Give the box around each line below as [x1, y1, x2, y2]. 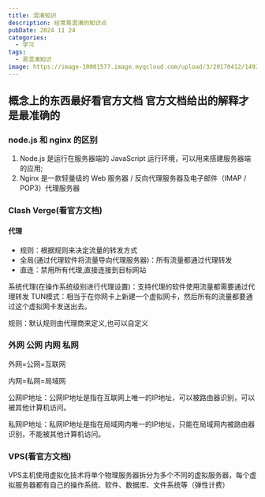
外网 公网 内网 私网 [8, 340, 79, 351]
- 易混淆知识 [15, 56, 53, 64]
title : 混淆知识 [8, 11, 57, 20]
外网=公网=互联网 [8, 359, 66, 368]
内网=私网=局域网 [8, 376, 66, 385]
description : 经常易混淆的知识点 [8, 19, 108, 27]
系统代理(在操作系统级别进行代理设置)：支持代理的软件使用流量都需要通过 [8, 282, 248, 291]
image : [8, 63, 30, 71]
